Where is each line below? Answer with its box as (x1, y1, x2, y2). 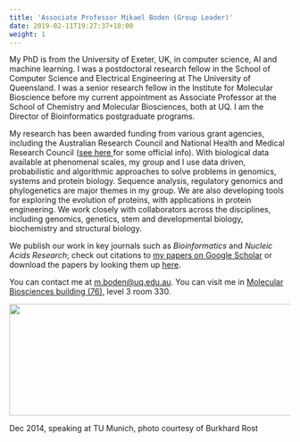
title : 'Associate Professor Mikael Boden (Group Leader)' (9, 13, 234, 22)
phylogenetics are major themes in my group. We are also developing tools (9, 185, 284, 196)
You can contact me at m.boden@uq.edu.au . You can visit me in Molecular (9, 277, 284, 288)
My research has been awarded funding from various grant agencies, (9, 129, 265, 139)
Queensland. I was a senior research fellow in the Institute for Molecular (9, 82, 274, 94)
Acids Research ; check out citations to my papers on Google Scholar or (9, 250, 272, 261)
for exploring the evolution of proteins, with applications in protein (9, 195, 252, 205)
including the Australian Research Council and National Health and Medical (9, 138, 286, 148)
